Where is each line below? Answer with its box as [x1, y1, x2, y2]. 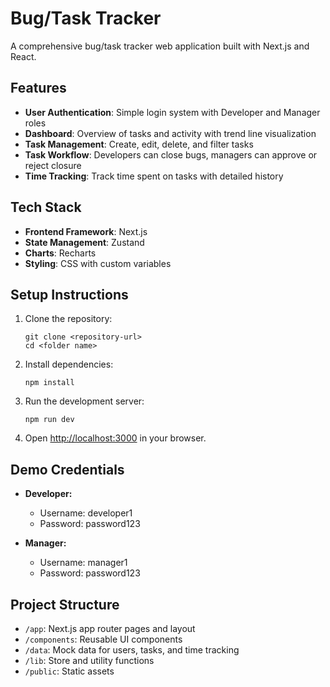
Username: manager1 [39, 557, 128, 569]
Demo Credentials [10, 461, 125, 478]
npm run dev [24, 415, 75, 425]
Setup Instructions [10, 286, 129, 303]
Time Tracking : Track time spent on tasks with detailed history [24, 170, 284, 182]
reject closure [24, 159, 82, 171]
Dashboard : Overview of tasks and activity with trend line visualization [24, 127, 317, 139]
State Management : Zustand [24, 236, 145, 248]
